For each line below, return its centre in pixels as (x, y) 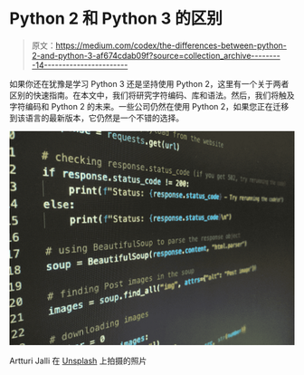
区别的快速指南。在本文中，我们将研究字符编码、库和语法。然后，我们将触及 (152, 95)
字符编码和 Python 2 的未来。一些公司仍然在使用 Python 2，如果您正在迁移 (149, 106)
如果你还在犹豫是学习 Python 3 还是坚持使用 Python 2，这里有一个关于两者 (149, 83)
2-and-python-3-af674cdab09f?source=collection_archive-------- (156, 55)
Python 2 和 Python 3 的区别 (116, 19)
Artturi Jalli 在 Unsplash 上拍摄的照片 (78, 361)
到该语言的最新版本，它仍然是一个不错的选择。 (96, 118)
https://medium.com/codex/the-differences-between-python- (171, 45)
